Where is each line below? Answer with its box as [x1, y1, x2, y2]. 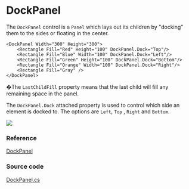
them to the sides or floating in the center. [6, 29, 109, 36]
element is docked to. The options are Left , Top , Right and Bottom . [6, 108, 170, 115]
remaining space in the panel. [6, 90, 79, 97]
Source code [6, 162, 44, 171]
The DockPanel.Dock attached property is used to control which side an [6, 101, 180, 109]
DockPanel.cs [6, 176, 41, 183]
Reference [6, 134, 37, 142]
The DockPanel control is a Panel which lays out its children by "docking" [6, 23, 184, 30]
